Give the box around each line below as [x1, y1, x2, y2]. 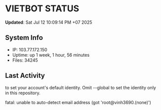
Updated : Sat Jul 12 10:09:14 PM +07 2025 [5, 19, 92, 25]
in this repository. [5, 90, 40, 96]
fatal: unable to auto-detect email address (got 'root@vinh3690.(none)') [5, 99, 152, 105]
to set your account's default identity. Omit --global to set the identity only [5, 84, 157, 90]
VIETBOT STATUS [5, 3, 80, 14]
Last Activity [5, 72, 45, 80]
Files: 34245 [12, 57, 38, 63]
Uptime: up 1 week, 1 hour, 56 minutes [12, 52, 90, 58]
